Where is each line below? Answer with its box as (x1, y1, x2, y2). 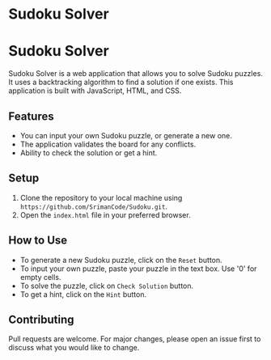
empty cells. (19, 272, 61, 282)
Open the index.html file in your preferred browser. (19, 210, 192, 219)
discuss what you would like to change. (8, 343, 140, 353)
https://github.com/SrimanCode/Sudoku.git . (19, 201, 168, 211)
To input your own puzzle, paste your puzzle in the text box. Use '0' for (19, 264, 257, 273)
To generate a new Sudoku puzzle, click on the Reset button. (19, 255, 222, 265)
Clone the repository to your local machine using (19, 193, 183, 202)
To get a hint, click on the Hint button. (19, 289, 147, 299)
